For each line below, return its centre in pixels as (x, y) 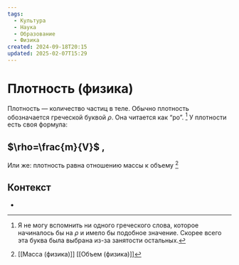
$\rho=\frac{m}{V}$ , (56, 147)
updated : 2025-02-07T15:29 (47, 54)
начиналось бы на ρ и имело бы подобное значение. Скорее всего (119, 232)
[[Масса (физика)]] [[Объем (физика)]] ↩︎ (80, 254)
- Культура (30, 21)
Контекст (29, 188)
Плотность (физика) (70, 89)
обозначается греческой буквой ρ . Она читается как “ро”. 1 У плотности (117, 117)
